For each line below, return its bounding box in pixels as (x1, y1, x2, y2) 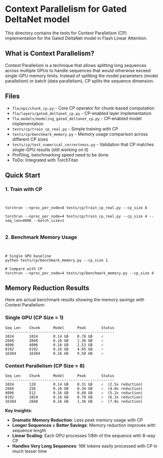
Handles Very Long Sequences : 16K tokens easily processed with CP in (12, 443, 158, 449)
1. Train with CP (5, 186, 42, 193)
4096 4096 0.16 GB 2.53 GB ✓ (5, 342, 104, 348)
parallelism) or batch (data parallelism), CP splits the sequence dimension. (5, 78, 155, 84)
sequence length (12, 427, 46, 433)
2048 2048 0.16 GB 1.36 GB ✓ (5, 338, 104, 343)
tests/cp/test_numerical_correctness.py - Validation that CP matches (12, 141, 154, 147)
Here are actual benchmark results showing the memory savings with (5, 297, 145, 303)
